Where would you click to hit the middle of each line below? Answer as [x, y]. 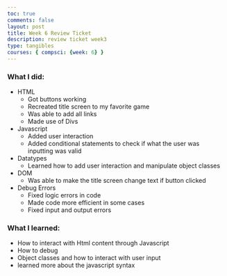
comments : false [31, 20]
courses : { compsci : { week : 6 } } [56, 53]
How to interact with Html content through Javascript [93, 243]
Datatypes [32, 159]
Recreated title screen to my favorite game [89, 107]
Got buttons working [57, 99]
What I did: [26, 76]
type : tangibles [31, 46]
